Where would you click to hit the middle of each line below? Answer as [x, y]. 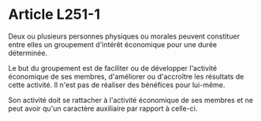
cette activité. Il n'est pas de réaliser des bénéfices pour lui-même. [117, 85]
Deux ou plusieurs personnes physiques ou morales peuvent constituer [124, 36]
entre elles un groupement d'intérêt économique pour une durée [113, 44]
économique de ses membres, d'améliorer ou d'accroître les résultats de [126, 76]
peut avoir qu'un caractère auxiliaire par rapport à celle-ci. [103, 108]
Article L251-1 [54, 15]
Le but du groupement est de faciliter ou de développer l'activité [113, 68]
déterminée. [28, 53]
